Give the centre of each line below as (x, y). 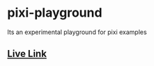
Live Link (27, 54)
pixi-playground (55, 13)
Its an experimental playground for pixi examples (77, 32)
